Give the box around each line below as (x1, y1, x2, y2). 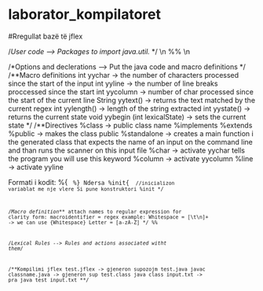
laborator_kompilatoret (8, 6, 161, 24)
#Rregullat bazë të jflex (8, 31, 83, 41)
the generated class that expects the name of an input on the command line (8, 137, 253, 146)
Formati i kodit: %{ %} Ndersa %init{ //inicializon (8, 177, 175, 186)
